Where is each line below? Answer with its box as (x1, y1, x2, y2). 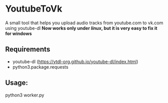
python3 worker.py (5, 92, 44, 98)
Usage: (5, 79, 29, 87)
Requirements (5, 45, 50, 54)
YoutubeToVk (5, 3, 62, 15)
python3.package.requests (12, 64, 69, 70)
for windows (5, 30, 32, 36)
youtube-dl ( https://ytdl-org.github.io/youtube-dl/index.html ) (12, 59, 138, 65)
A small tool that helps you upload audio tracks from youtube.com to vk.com (5, 20, 163, 26)
